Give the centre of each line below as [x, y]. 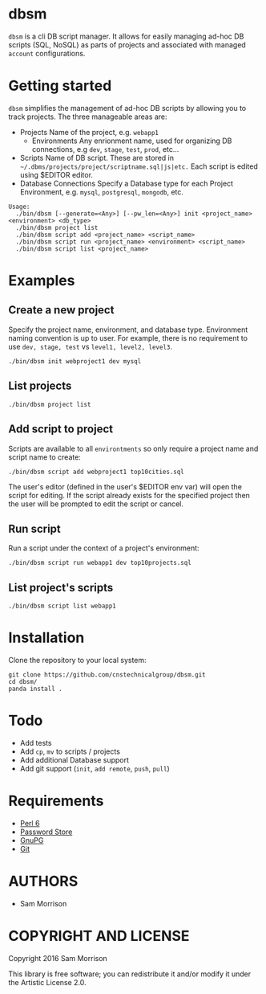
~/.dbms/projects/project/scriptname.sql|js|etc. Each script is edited [139, 166]
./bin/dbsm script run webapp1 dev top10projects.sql [100, 563]
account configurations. [47, 53]
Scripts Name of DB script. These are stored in [97, 157]
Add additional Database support [75, 760]
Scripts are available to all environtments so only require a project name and [133, 448]
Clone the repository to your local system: [77, 661]
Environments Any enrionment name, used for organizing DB [132, 141]
